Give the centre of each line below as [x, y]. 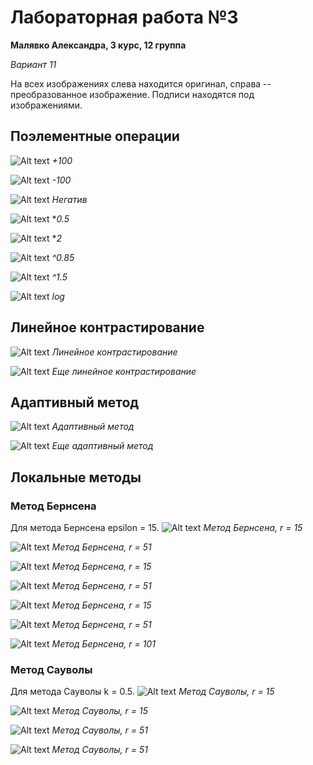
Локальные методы [76, 477]
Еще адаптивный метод [102, 446]
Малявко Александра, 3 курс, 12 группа [98, 45]
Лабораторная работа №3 [124, 17]
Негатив [69, 199]
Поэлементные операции [95, 136]
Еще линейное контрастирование [124, 371]
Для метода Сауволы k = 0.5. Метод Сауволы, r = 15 [142, 692]
